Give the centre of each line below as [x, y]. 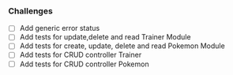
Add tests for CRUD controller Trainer [81, 55]
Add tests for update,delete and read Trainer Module [105, 37]
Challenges [30, 11]
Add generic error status [60, 28]
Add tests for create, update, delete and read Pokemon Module [122, 46]
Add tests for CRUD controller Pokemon [84, 64]
